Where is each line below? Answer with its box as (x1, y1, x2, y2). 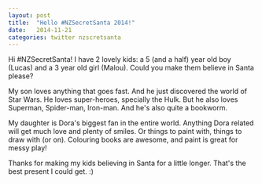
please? (8, 71, 34, 81)
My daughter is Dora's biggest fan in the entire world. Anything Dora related (8, 118, 254, 128)
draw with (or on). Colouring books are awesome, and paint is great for (8, 135, 238, 145)
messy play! (8, 143, 47, 153)
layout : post (8, 11, 51, 20)
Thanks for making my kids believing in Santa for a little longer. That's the (8, 158, 246, 168)
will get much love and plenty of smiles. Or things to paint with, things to (8, 127, 242, 136)
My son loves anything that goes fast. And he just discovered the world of (8, 87, 248, 96)
